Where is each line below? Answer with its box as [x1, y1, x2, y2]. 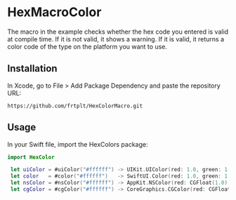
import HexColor [7, 154, 55, 161]
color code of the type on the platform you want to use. [7, 42, 167, 51]
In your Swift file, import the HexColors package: [7, 140, 148, 148]
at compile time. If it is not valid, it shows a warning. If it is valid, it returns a [7, 34, 225, 43]
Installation [7, 62, 58, 74]
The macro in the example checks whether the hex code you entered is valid [7, 27, 229, 36]
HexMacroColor [7, 4, 102, 20]
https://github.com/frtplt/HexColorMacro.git [7, 102, 143, 109]
